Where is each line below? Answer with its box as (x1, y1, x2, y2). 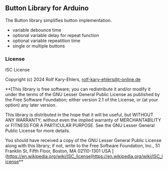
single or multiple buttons (12, 42, 65, 49)
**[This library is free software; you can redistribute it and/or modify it (5, 86, 151, 92)
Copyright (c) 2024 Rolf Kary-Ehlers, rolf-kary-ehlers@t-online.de (5, 76, 141, 82)
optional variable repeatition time (12, 37, 80, 43)
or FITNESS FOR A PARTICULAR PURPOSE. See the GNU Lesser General (5, 122, 155, 128)
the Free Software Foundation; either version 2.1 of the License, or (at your (5, 97, 158, 103)
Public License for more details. (5, 127, 70, 134)
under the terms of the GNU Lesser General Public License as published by (5, 91, 160, 97)
